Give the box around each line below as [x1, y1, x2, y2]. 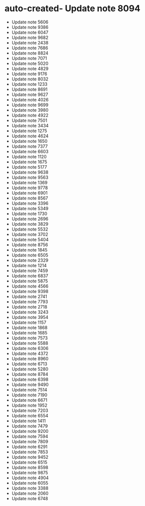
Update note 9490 [11, 381, 49, 388]
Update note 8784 [11, 371, 49, 377]
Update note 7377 [11, 143, 48, 149]
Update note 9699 [11, 102, 49, 108]
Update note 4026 [11, 97, 49, 102]
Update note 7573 [11, 335, 48, 341]
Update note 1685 [11, 330, 48, 335]
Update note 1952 [11, 402, 48, 408]
